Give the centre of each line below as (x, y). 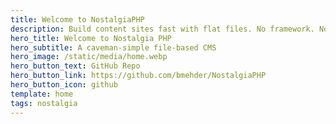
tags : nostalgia (44, 103)
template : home (42, 94)
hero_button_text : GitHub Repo (75, 66)
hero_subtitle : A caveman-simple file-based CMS (113, 47)
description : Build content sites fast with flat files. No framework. (162, 29)
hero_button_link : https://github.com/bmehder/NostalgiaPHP (138, 76)
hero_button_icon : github (64, 85)
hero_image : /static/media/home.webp (89, 57)
